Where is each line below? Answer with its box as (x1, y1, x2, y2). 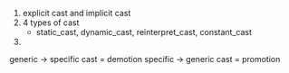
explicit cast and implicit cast (22, 8, 131, 18)
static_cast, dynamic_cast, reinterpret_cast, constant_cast (35, 27, 252, 37)
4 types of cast (22, 17, 80, 28)
